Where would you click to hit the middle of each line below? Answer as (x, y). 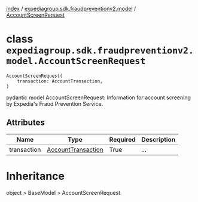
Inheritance (35, 176)
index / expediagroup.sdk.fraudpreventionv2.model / (71, 9)
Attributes (25, 123)
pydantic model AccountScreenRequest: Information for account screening (99, 97)
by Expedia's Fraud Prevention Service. (55, 103)
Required (122, 139)
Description (158, 139)
